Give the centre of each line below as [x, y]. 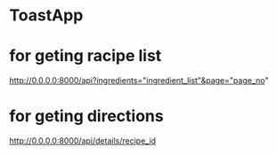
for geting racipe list [86, 56]
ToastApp [46, 15]
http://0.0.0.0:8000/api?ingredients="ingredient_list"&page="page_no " [139, 81]
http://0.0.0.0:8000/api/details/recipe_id [83, 141]
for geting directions [86, 116]
